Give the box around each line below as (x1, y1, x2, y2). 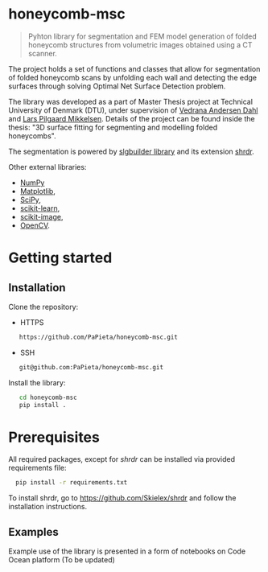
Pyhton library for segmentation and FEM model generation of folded (27, 31, 257, 41)
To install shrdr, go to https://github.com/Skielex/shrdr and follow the (8, 493, 237, 503)
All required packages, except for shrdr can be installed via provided (8, 455, 236, 464)
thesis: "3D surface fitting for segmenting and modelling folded (8, 122, 218, 132)
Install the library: (8, 377, 66, 387)
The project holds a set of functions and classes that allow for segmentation (8, 64, 261, 73)
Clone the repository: (8, 302, 79, 311)
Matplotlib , (19, 186, 56, 195)
